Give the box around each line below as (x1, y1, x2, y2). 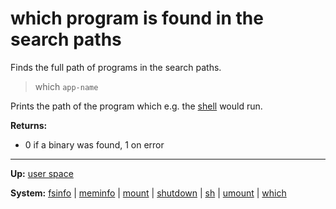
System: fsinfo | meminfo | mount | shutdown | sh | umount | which (10, 187, 287, 199)
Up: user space (10, 167, 74, 179)
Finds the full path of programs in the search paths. (10, 61, 222, 73)
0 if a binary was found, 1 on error (24, 138, 165, 151)
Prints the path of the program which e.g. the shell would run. (10, 100, 263, 112)
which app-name (34, 80, 99, 92)
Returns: (10, 119, 48, 131)
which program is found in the (10, 7, 264, 30)
